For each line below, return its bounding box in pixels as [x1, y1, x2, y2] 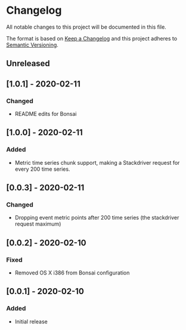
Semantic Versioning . [6, 41, 58, 48]
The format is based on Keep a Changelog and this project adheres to [6, 35, 178, 42]
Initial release [14, 317, 48, 325]
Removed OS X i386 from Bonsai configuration [14, 269, 130, 276]
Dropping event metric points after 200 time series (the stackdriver [14, 214, 179, 221]
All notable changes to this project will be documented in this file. [6, 23, 167, 30]
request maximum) [14, 220, 61, 227]
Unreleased [6, 58, 51, 69]
